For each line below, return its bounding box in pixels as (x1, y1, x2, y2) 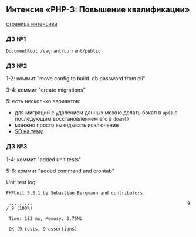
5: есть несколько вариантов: (6, 98, 80, 105)
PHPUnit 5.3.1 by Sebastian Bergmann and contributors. (6, 190, 146, 196)
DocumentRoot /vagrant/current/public (6, 48, 101, 55)
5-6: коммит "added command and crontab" (6, 167, 114, 174)
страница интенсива (6, 20, 58, 27)
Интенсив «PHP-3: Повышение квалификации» (6, 5, 190, 15)
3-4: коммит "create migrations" (6, 86, 86, 93)
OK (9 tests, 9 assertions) (8, 226, 77, 232)
